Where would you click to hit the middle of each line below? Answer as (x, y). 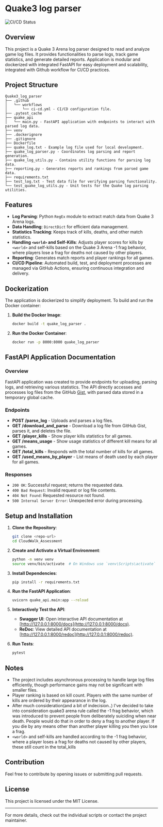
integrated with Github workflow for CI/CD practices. (58, 70)
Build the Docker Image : (37, 315)
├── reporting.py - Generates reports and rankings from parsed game (77, 168)
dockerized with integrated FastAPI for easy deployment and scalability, (77, 64)
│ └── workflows (24, 105)
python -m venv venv (33, 559)
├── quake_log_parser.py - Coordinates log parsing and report (70, 151)
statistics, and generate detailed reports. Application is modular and (73, 59)
